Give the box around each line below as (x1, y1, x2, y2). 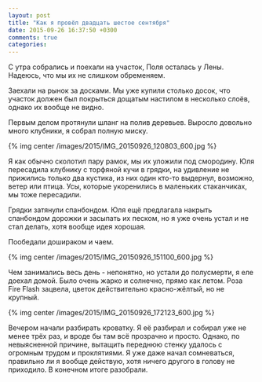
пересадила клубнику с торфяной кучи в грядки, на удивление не (8, 165, 230, 174)
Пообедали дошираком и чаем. (8, 237, 115, 247)
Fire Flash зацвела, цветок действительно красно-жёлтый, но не (8, 285, 225, 294)
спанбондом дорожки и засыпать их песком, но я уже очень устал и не (8, 214, 249, 223)
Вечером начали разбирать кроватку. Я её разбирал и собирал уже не (8, 323, 247, 332)
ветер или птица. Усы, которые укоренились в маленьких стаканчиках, (8, 182, 247, 191)
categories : (8, 41, 47, 49)
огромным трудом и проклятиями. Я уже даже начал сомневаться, (8, 348, 235, 358)
